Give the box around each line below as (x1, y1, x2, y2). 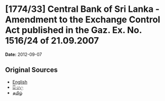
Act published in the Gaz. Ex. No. (5, 25, 142, 36)
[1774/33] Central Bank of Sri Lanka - (5, 3, 160, 15)
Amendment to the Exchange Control (5, 14, 161, 25)
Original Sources (5, 66, 58, 74)
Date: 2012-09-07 (5, 51, 42, 57)
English (12, 79, 28, 85)
